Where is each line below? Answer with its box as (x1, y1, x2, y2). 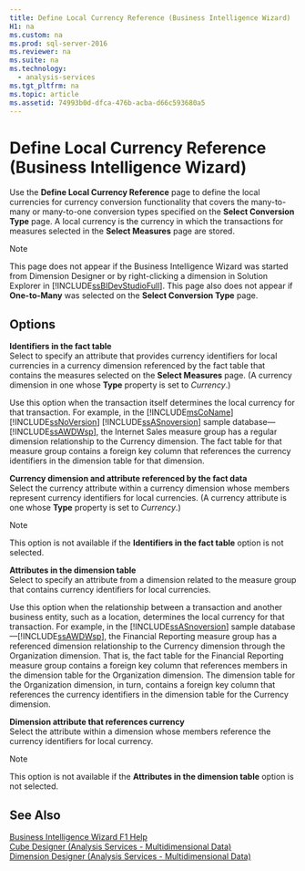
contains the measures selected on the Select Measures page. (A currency (9, 370, 293, 381)
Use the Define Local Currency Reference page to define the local (9, 187, 261, 198)
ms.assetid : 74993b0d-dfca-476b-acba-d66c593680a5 (9, 98, 206, 108)
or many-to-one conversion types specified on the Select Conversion (31, 206, 295, 217)
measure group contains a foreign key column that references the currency (9, 446, 291, 457)
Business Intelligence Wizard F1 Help (9, 831, 148, 842)
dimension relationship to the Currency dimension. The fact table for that (9, 436, 282, 447)
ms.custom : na (9, 30, 64, 39)
